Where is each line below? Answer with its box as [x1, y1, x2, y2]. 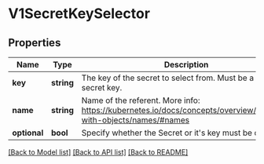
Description [163, 60, 209, 70]
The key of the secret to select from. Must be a [81, 72, 254, 83]
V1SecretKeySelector [8, 5, 151, 23]
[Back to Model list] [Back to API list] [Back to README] [8, 148, 189, 157]
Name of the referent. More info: [81, 95, 200, 106]
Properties [8, 36, 61, 49]
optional [12, 127, 44, 138]
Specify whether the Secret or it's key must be [81, 127, 253, 138]
